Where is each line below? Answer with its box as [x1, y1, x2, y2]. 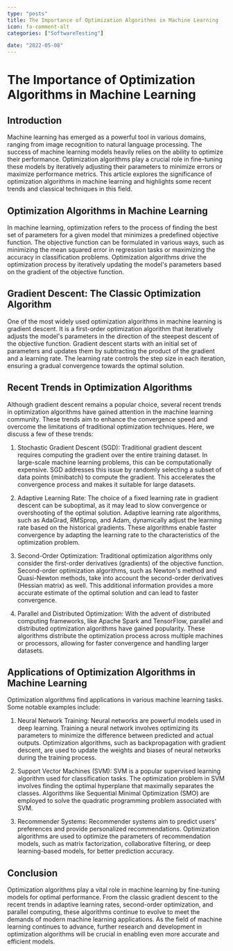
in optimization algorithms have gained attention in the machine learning [7, 408, 214, 416]
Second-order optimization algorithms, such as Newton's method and [17, 566, 217, 575]
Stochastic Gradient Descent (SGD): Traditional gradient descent [17, 443, 202, 451]
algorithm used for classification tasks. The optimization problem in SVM [17, 774, 225, 783]
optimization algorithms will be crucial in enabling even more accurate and [7, 930, 220, 938]
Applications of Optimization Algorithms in [7, 666, 196, 678]
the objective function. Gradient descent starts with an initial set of [7, 339, 198, 348]
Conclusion [7, 867, 58, 879]
